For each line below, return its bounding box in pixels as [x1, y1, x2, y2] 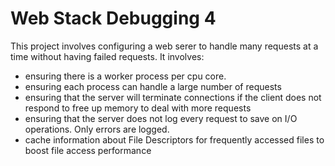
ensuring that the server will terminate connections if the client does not [24, 91, 322, 103]
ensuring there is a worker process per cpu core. [24, 70, 227, 82]
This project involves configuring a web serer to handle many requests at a [10, 40, 319, 52]
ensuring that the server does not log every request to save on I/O [24, 112, 298, 124]
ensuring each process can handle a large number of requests [24, 80, 282, 92]
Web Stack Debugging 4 [10, 7, 217, 30]
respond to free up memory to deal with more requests [24, 102, 252, 114]
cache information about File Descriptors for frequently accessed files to [24, 133, 325, 146]
